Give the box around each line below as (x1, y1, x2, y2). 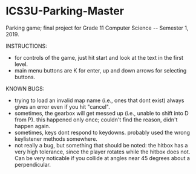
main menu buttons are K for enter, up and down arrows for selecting (14, 66, 187, 74)
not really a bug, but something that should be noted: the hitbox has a (14, 141, 188, 149)
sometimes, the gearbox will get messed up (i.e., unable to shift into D (14, 109, 189, 117)
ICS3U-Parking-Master (5, 4, 125, 18)
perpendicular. (14, 161, 51, 168)
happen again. (14, 122, 51, 129)
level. (14, 60, 28, 68)
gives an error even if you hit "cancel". (14, 103, 110, 110)
